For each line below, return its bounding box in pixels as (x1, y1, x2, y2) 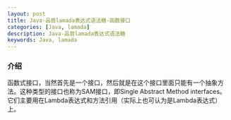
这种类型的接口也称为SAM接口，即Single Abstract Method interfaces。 (19, 88, 226, 96)
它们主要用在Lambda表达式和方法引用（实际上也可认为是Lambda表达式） (7, 96, 222, 104)
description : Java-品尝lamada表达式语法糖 (7, 30, 126, 37)
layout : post (7, 10, 46, 18)
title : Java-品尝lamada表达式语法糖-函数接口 (7, 17, 131, 24)
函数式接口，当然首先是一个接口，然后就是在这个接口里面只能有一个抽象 (7, 78, 218, 87)
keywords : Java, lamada (7, 37, 78, 44)
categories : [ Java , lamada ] (7, 23, 90, 30)
